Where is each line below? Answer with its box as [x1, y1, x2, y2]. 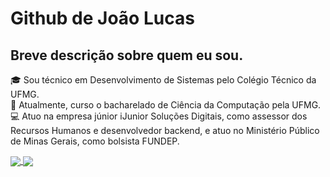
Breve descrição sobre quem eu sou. [10, 47, 244, 64]
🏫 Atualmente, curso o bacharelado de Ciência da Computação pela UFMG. [10, 99, 322, 111]
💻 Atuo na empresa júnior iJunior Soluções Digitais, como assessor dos [10, 110, 308, 122]
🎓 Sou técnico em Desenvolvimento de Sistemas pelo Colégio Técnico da [10, 74, 317, 86]
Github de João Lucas [10, 7, 195, 30]
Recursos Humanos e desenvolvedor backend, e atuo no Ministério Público [10, 125, 320, 136]
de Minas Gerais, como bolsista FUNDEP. [10, 135, 180, 147]
